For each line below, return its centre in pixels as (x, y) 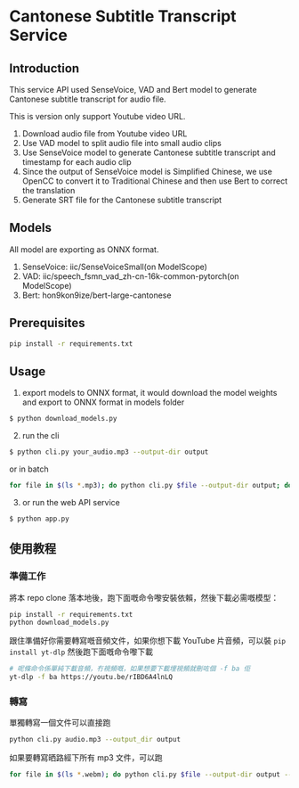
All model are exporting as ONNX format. (84, 249)
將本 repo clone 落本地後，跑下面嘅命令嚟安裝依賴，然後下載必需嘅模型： (144, 597)
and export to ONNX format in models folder (103, 402)
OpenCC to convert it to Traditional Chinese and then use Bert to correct (154, 181)
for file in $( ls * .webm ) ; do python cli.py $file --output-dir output (145, 775)
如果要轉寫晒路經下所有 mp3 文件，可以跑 (86, 758)
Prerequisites (47, 323)
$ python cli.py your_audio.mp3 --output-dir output (109, 452)
